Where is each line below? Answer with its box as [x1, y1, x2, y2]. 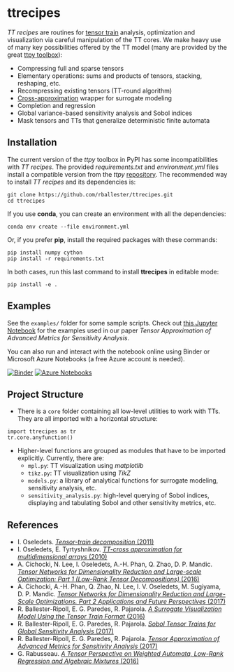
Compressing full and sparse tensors [17, 64, 124, 72]
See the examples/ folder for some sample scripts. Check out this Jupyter [7, 318, 218, 327]
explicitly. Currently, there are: [17, 454, 105, 462]
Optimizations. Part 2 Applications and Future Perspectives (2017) [35, 598, 226, 606]
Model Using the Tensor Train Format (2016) [17, 612, 145, 621]
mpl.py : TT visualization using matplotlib [27, 462, 144, 470]
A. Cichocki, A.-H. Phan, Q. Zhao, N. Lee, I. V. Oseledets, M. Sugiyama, [17, 582, 221, 591]
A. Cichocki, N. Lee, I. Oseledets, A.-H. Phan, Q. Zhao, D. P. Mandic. [17, 560, 213, 569]
